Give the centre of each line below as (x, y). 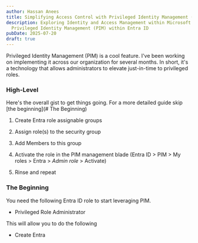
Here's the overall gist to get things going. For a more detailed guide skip (94, 103)
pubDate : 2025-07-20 (32, 34)
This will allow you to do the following (52, 223)
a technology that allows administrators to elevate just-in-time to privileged (97, 68)
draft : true (21, 39)
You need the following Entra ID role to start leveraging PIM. (79, 201)
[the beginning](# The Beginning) (47, 109)
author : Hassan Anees (33, 12)
